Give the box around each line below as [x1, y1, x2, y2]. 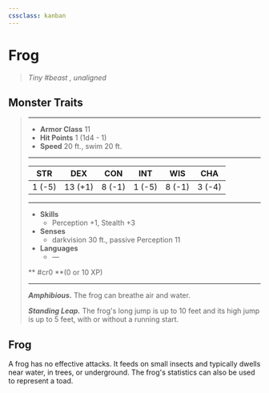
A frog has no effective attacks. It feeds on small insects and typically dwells [8, 359, 261, 369]
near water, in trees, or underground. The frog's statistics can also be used [8, 367, 255, 377]
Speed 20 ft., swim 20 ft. [39, 142, 122, 151]
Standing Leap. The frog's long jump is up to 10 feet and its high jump [27, 306, 260, 316]
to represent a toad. [8, 376, 74, 386]
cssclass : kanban [8, 11, 66, 20]
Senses [39, 227, 66, 236]
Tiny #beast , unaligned [27, 73, 106, 82]
